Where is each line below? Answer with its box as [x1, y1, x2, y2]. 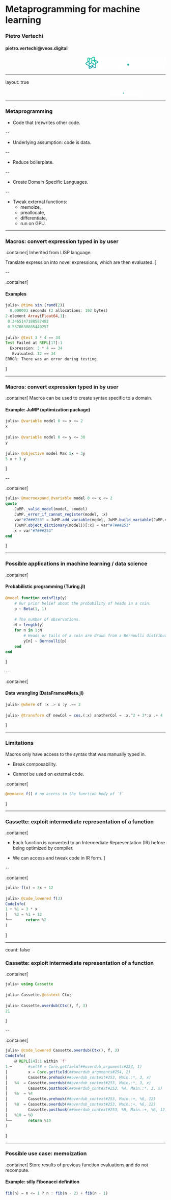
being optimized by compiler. [12, 845, 74, 851]
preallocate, [20, 209, 46, 215]
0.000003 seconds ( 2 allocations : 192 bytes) [10, 308, 108, 313]
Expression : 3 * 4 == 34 [10, 346, 63, 351]
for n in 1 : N [14, 628, 42, 633]
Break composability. [12, 761, 57, 767]
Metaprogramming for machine [5, 4, 140, 15]
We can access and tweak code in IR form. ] [12, 854, 105, 861]
